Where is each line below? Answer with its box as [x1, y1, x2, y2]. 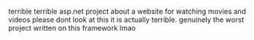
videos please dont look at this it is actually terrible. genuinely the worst [8, 15, 244, 24]
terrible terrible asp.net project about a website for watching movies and [8, 7, 246, 16]
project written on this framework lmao [8, 24, 137, 32]
